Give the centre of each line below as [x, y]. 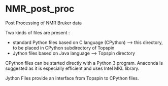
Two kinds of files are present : [38, 32]
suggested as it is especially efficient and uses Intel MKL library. [72, 68]
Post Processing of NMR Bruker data [44, 23]
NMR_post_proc [40, 9]
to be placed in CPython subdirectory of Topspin [63, 48]
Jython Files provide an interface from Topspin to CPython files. [72, 78]
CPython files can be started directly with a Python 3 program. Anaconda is [84, 63]
